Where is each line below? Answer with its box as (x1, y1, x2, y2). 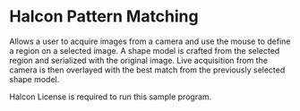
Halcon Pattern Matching (9, 6, 199, 27)
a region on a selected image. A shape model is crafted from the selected (9, 45, 280, 55)
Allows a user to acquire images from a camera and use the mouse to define (9, 36, 291, 47)
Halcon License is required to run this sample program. (9, 91, 212, 102)
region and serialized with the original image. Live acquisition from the (9, 55, 269, 65)
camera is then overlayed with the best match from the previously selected (9, 64, 286, 75)
